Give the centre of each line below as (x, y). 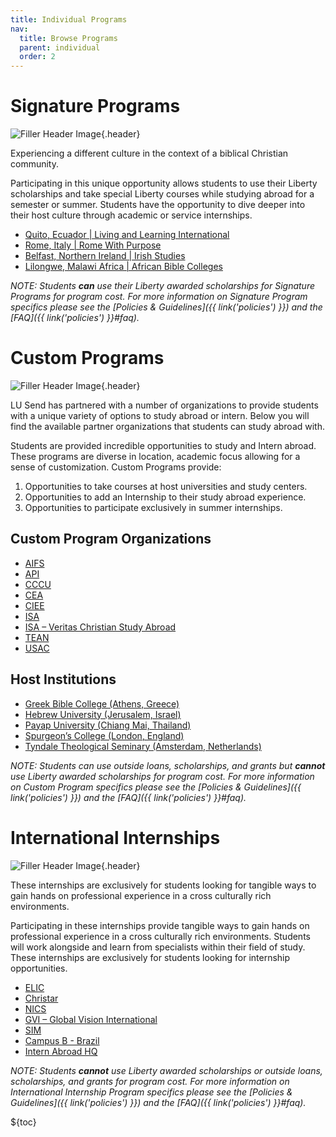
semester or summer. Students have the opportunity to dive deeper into (158, 205)
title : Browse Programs (68, 38)
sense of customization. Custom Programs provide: (116, 467)
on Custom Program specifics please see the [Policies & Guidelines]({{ (156, 787)
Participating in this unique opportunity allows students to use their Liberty (164, 183)
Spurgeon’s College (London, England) (104, 735)
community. (34, 164)
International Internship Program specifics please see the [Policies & (151, 1092)
